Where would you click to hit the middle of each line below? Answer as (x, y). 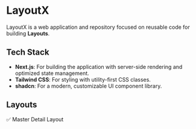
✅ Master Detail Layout (35, 119)
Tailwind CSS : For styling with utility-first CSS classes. (83, 79)
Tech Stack (28, 52)
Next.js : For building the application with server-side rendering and (99, 67)
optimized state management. (52, 73)
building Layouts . (28, 33)
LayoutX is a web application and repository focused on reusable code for (98, 27)
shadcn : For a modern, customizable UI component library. (88, 86)
